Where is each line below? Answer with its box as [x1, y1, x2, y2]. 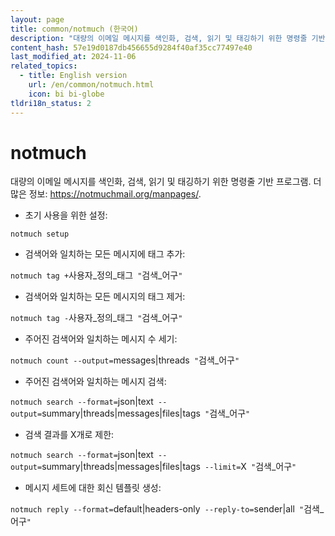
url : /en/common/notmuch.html [28, 80, 155, 90]
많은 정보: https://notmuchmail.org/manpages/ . [10, 188, 202, 200]
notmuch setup [10, 229, 70, 240]
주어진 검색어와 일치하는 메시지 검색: [24, 376, 167, 388]
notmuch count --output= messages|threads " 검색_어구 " [10, 354, 240, 366]
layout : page [10, 14, 65, 25]
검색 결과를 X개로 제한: [24, 429, 115, 441]
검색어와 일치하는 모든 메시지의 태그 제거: [24, 291, 186, 303]
